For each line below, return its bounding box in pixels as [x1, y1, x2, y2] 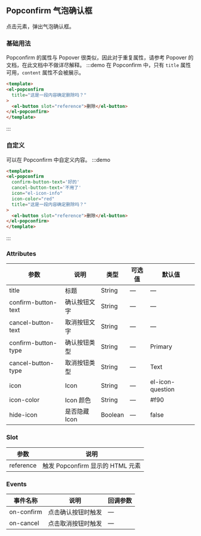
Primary [150, 342, 172, 351]
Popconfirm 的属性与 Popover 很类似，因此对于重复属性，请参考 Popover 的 [6, 54, 194, 61]
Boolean [100, 411, 124, 419]
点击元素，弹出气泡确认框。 [6, 23, 75, 30]
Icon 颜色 [65, 396, 91, 405]
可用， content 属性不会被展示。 [6, 69, 85, 76]
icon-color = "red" [11, 195, 55, 202]
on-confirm [9, 508, 42, 516]
